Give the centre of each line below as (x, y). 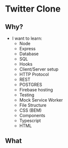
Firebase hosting (36, 90)
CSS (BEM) (31, 110)
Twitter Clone (33, 9)
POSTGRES (31, 85)
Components (32, 115)
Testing (27, 95)
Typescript (30, 120)
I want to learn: (27, 38)
